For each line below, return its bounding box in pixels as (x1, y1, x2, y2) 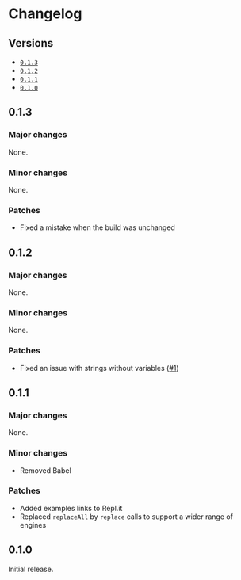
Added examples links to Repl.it (19, 503, 123, 513)
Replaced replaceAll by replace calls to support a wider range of (19, 512, 234, 521)
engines (19, 520, 47, 529)
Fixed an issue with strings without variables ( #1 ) (19, 363, 180, 372)
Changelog (8, 5, 82, 23)
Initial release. (8, 564, 54, 574)
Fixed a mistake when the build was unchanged (19, 223, 176, 232)
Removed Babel (19, 465, 71, 475)
